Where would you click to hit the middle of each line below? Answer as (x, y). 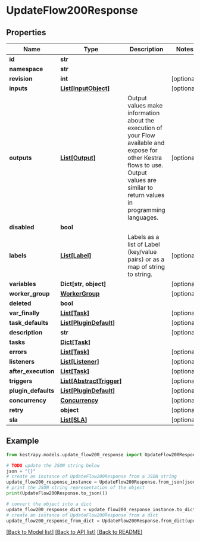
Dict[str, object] (83, 284)
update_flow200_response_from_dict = (53, 521)
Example (23, 441)
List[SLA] (74, 420)
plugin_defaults (32, 391)
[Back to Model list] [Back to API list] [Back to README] (74, 532)
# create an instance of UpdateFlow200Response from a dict (82, 515)
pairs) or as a (146, 259)
